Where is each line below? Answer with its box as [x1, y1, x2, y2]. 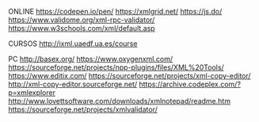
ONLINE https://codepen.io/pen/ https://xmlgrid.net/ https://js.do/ [8, 7, 223, 16]
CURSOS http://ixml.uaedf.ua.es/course [8, 39, 138, 48]
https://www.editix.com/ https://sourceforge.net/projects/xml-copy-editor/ [8, 71, 251, 80]
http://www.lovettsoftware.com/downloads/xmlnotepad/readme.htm [8, 97, 231, 105]
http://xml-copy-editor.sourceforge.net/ [8, 79, 138, 89]
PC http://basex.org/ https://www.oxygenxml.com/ [8, 55, 173, 63]
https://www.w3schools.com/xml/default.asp [8, 24, 156, 32]
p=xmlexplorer [8, 88, 55, 97]
